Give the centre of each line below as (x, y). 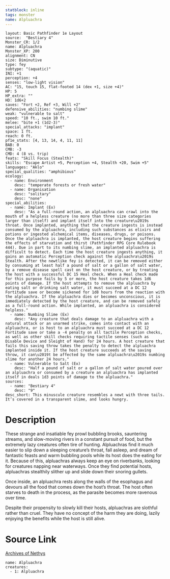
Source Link (31, 539)
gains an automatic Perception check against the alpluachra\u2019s (79, 257)
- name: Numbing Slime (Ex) (40, 315)
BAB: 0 (12, 145)
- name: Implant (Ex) (33, 208)
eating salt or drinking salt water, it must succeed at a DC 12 (76, 288)
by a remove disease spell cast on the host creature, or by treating (82, 270)
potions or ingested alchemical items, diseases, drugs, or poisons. (81, 234)
